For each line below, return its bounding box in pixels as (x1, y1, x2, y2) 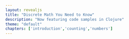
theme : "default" (5, 21, 42, 27)
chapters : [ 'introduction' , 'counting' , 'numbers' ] (5, 26, 113, 31)
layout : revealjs (5, 7, 42, 13)
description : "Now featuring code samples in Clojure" (5, 17, 124, 22)
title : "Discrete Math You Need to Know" (5, 12, 95, 17)
